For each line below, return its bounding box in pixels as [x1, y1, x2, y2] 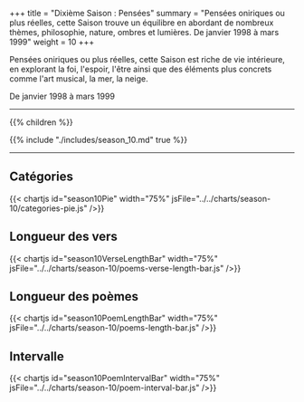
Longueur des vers [9, 229, 118, 244]
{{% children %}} [9, 117, 74, 128]
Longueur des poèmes [9, 289, 138, 304]
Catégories [9, 169, 74, 185]
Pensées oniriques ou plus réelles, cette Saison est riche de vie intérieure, [9, 54, 285, 64]
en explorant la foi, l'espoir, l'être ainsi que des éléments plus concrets [9, 63, 272, 74]
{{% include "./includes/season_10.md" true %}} [9, 135, 188, 145]
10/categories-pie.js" [9, 203, 88, 214]
